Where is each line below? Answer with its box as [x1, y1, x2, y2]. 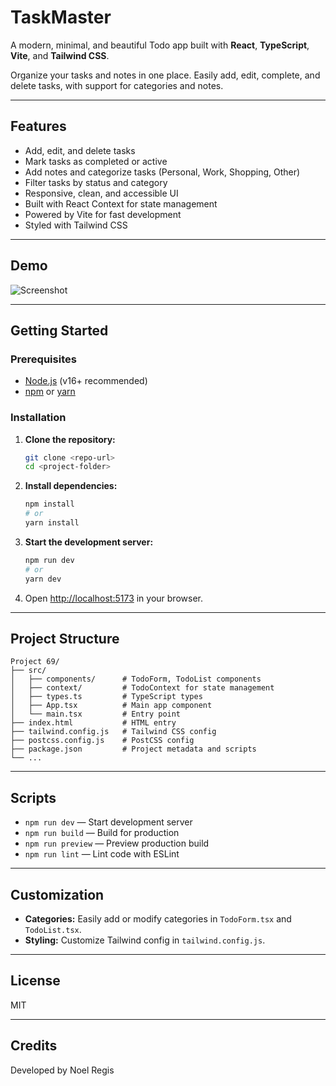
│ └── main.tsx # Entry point [10, 709, 182, 720]
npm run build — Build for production [24, 827, 180, 839]
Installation [10, 411, 67, 425]
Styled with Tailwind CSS [24, 219, 128, 231]
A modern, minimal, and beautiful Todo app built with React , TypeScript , [10, 39, 310, 51]
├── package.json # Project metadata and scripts [10, 744, 257, 755]
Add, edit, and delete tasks [24, 144, 136, 156]
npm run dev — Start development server [24, 816, 193, 828]
